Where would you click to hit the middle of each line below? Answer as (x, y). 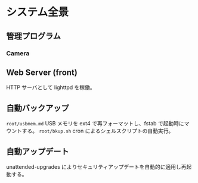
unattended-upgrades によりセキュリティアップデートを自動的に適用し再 (96, 166)
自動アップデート (38, 151)
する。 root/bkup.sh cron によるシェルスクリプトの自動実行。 (98, 131)
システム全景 (38, 12)
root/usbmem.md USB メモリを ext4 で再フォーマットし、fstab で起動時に (95, 124)
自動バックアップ (38, 108)
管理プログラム (34, 36)
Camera (18, 53)
